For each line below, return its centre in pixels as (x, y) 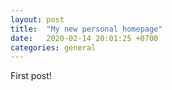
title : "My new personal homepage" (86, 29)
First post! (31, 76)
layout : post (37, 19)
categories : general (53, 47)
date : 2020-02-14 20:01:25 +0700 (84, 38)
